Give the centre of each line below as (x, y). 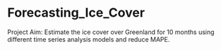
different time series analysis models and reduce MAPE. (89, 39)
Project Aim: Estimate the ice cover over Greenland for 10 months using (111, 32)
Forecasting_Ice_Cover (76, 13)
